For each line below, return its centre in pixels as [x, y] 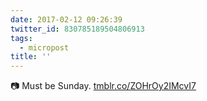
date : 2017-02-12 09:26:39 [66, 19]
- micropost [44, 47]
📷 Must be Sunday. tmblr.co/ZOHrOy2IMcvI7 [103, 86]
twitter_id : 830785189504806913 [77, 29]
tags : [21, 38]
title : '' [31, 57]
